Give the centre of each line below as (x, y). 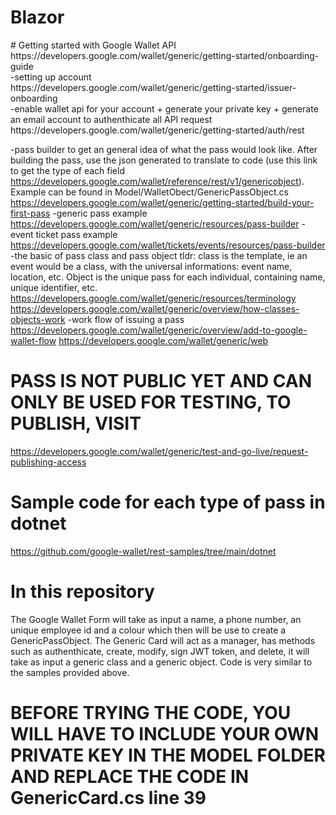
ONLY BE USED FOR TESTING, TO (151, 402)
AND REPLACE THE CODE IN (130, 776)
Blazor (37, 17)
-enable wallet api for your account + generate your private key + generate (164, 108)
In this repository (82, 592)
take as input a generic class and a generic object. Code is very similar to (161, 662)
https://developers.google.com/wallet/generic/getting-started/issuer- (153, 87)
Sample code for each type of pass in (168, 502)
